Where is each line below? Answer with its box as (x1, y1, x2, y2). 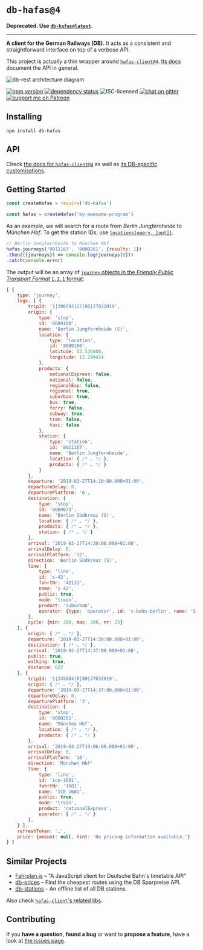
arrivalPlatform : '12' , (28, 551, 88, 558)
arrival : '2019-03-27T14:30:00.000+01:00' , (28, 541, 139, 547)
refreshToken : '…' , (17, 828, 66, 834)
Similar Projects (6, 856, 68, 866)
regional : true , (49, 388, 91, 394)
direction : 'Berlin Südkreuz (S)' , (28, 557, 118, 564)
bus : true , (49, 399, 77, 406)
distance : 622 (28, 664, 63, 671)
